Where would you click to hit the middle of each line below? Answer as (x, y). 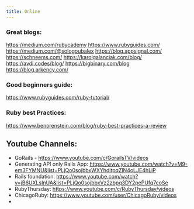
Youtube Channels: (42, 144)
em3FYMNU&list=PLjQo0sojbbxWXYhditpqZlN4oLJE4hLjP (85, 170)
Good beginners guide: (39, 84)
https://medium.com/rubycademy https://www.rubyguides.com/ (83, 44)
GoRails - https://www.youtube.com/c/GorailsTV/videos (82, 158)
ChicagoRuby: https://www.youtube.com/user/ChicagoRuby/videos (96, 195)
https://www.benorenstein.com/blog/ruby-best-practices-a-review (86, 125)
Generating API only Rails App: (51, 164)
